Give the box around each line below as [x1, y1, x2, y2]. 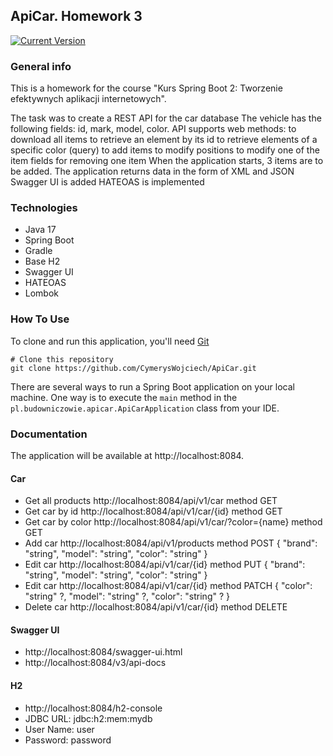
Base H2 [24, 255, 61, 268]
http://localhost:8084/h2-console [24, 702, 163, 714]
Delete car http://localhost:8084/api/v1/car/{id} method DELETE [24, 601, 288, 613]
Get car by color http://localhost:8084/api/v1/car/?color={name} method [24, 516, 323, 528]
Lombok [24, 287, 60, 299]
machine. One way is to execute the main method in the [10, 391, 238, 403]
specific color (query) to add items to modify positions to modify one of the [10, 144, 320, 156]
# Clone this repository [10, 354, 114, 364]
